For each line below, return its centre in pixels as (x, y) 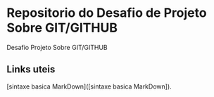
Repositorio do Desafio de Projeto (107, 13)
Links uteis (31, 69)
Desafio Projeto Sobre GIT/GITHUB (57, 47)
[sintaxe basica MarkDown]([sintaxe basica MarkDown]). (89, 86)
